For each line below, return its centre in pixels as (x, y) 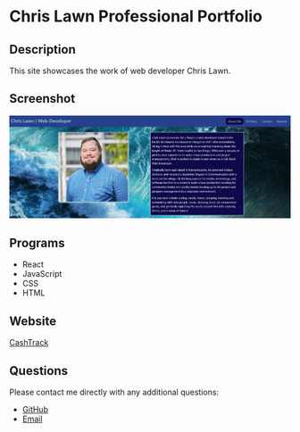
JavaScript (42, 274)
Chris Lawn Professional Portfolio (136, 17)
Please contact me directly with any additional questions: (114, 392)
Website (33, 321)
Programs (37, 243)
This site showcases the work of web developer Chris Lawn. (120, 71)
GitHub (35, 409)
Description (42, 50)
